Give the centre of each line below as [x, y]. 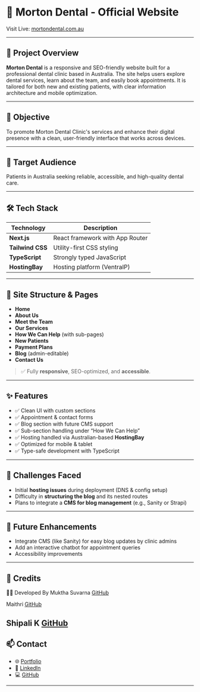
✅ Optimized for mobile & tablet [54, 444]
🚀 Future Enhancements [51, 527]
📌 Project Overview [43, 53]
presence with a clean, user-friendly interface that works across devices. [96, 138]
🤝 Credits [24, 578]
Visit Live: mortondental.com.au [45, 29]
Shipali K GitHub [37, 623]
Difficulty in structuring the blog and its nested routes [81, 496]
